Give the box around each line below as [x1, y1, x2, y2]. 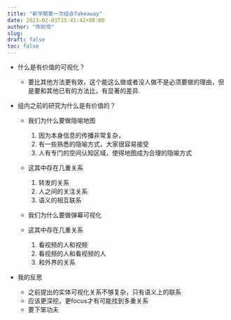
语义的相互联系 [38, 196, 82, 204]
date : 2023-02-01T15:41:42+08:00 [7, 17, 105, 24]
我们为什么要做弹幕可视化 [27, 211, 102, 219]
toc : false [7, 43, 39, 50]
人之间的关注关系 [38, 187, 88, 195]
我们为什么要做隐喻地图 [27, 116, 96, 125]
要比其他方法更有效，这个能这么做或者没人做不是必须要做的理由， [27, 78, 218, 86]
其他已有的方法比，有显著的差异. [46, 87, 141, 95]
